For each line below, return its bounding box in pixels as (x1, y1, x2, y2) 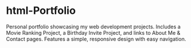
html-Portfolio (6, 4, 76, 17)
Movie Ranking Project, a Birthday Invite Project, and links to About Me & (6, 29, 181, 36)
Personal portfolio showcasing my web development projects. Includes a (6, 23, 181, 30)
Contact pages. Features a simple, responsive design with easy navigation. (6, 35, 186, 42)
